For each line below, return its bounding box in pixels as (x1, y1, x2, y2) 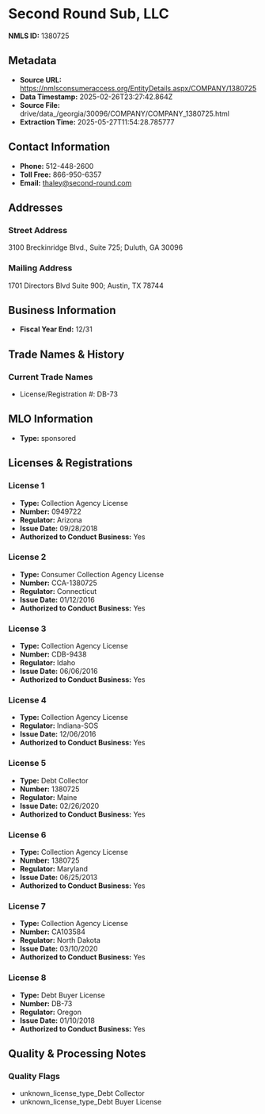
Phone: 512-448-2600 (19, 161, 94, 170)
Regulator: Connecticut (19, 586, 97, 595)
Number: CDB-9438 (19, 649, 87, 659)
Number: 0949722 (19, 507, 81, 516)
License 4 (8, 695, 47, 706)
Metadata (8, 54, 57, 67)
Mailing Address (8, 262, 73, 274)
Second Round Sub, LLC (8, 5, 169, 23)
